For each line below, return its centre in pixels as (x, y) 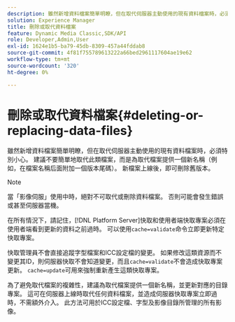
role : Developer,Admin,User (48, 40)
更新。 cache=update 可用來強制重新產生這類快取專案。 (85, 270)
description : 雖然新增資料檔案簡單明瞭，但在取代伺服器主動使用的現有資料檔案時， (114, 14)
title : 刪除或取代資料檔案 (42, 27)
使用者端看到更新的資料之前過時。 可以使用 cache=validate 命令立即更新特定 (116, 229)
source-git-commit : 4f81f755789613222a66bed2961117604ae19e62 (100, 53)
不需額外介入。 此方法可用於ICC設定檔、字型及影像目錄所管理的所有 (117, 302)
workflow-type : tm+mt (39, 59)
